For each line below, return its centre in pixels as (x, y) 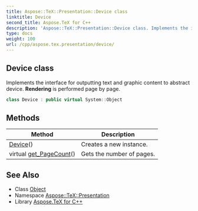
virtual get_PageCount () (42, 154)
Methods (23, 118)
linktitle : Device (29, 17)
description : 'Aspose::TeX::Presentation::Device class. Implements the (97, 28)
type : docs (19, 34)
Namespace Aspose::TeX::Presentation (62, 196)
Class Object (30, 189)
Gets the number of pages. (118, 154)
